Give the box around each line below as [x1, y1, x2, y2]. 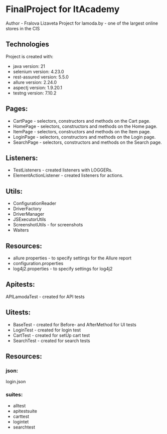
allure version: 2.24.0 [13, 79, 57, 85]
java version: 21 [13, 63, 46, 69]
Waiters [13, 227, 29, 233]
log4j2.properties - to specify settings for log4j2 [13, 266, 113, 272]
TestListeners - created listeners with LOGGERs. [13, 167, 113, 173]
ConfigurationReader [13, 200, 57, 207]
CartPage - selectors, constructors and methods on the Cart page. [13, 118, 151, 124]
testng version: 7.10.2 [13, 90, 57, 96]
